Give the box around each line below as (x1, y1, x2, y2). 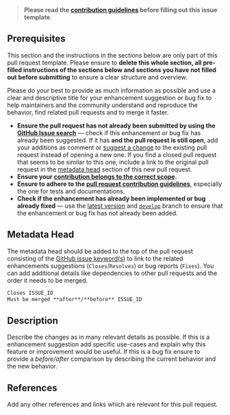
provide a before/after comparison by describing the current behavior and (7, 355, 216, 363)
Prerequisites (7, 33, 66, 45)
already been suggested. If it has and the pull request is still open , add (16, 136, 218, 144)
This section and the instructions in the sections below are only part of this (7, 51, 218, 59)
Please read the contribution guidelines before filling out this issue (23, 6, 218, 14)
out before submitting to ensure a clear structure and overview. (7, 73, 188, 81)
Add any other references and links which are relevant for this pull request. (7, 401, 218, 408)
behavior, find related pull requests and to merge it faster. (7, 108, 169, 116)
